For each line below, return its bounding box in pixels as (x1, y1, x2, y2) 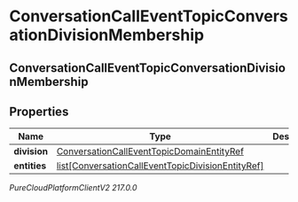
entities (13, 159, 47, 172)
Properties (9, 104, 69, 119)
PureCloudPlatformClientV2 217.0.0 (9, 183, 137, 193)
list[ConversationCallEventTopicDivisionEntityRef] (56, 159, 264, 172)
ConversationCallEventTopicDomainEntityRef (56, 145, 244, 158)
